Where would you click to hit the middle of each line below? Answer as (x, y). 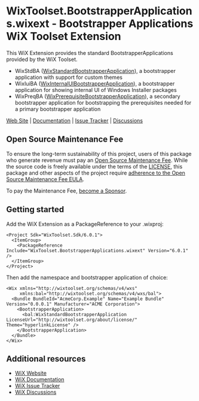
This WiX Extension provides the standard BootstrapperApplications (90, 53)
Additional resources (46, 359)
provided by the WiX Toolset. (42, 59)
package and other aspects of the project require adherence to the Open (96, 173)
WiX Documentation (39, 379)
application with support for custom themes (68, 77)
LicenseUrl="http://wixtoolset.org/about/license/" (72, 320)
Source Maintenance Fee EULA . (45, 179)
